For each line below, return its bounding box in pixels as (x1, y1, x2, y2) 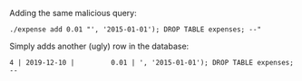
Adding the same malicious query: (9, 8, 138, 18)
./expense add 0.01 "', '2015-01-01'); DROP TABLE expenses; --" (9, 25, 261, 34)
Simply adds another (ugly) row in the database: (9, 40, 190, 51)
